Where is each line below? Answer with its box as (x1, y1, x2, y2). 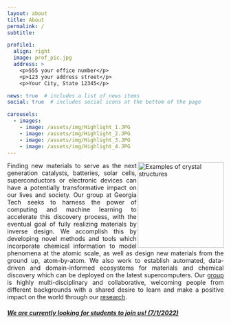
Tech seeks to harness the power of (7, 198, 137, 207)
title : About (7, 16, 45, 23)
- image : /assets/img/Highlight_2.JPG (19, 130, 131, 137)
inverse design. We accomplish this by (7, 227, 137, 235)
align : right (13, 48, 51, 55)
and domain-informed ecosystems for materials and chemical (30, 264, 224, 272)
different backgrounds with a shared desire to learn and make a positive (7, 286, 224, 294)
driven (7, 264, 25, 272)
